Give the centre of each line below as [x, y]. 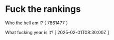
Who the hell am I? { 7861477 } [37, 23]
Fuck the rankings [43, 9]
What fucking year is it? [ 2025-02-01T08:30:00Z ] [57, 32]
